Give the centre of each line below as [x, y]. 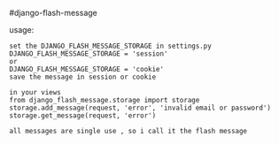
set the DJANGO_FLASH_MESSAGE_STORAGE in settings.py [111, 46]
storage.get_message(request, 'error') [83, 116]
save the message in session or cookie [83, 77]
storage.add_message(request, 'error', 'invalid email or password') [140, 108]
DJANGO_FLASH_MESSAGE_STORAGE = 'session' [89, 54]
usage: [22, 30]
